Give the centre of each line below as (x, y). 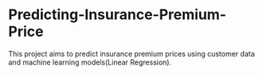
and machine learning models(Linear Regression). (90, 62)
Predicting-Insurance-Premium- (118, 15)
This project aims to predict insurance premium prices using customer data (131, 53)
